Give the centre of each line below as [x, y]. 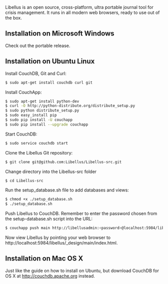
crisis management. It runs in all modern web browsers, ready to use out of [82, 12]
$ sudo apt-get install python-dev [42, 101]
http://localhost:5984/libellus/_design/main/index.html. [61, 243]
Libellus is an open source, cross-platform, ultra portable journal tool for [79, 7]
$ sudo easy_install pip [31, 115]
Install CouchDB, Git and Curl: [36, 73]
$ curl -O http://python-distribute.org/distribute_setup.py [70, 106]
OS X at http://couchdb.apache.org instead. [50, 276]
